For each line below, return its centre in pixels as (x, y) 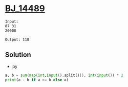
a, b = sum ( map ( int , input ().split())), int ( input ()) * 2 (64, 76)
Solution (18, 54)
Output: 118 (17, 40)
